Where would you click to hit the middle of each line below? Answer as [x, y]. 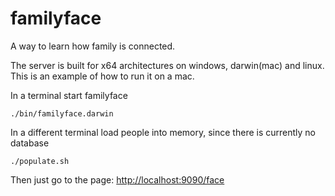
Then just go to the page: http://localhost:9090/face [117, 179]
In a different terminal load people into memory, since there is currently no [163, 132]
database [30, 143]
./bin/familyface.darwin [62, 113]
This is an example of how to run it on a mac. [102, 76]
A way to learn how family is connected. [93, 46]
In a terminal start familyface [69, 95]
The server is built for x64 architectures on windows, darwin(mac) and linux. [167, 65]
